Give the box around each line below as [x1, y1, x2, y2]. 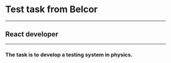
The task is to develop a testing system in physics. [5, 51, 133, 58]
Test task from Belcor [5, 4, 98, 15]
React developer [5, 30, 59, 39]
